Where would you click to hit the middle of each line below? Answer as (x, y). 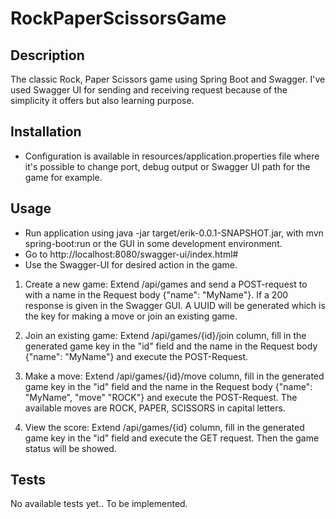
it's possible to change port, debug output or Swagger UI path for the (167, 166)
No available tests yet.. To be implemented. (99, 504)
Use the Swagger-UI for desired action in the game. (131, 264)
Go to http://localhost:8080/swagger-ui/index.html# (131, 254)
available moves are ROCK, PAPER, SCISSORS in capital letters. (155, 408)
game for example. (63, 177)
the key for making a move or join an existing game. (131, 316)
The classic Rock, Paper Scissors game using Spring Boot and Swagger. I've (168, 79)
